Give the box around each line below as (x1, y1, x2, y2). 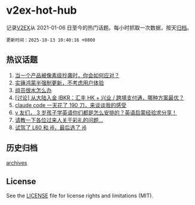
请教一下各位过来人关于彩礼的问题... (14, 116, 103, 123)
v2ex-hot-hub (6, 4, 78, 17)
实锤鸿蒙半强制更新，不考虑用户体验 (14, 79, 104, 86)
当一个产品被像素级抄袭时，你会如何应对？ (14, 72, 120, 79)
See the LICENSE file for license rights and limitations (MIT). (6, 192, 154, 200)
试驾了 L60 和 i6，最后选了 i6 (14, 123, 87, 131)
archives (6, 159, 27, 166)
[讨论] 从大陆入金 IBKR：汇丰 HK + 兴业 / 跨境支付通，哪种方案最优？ (14, 94, 185, 101)
